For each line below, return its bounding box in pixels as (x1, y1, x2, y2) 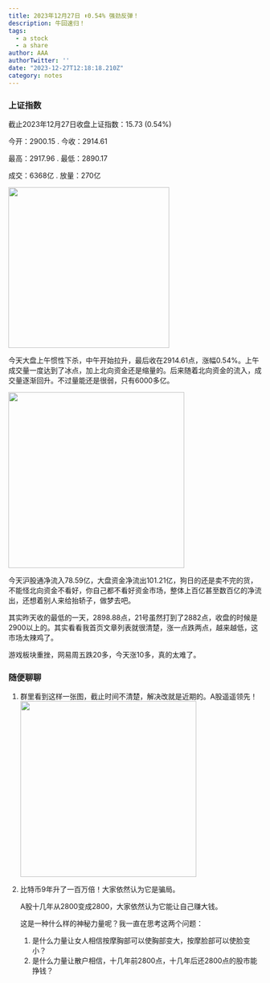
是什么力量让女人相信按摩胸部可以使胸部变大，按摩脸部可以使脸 (31, 936, 243, 945)
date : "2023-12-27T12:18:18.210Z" (8, 64, 125, 72)
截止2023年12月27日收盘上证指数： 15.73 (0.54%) (8, 119, 172, 129)
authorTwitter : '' (8, 57, 70, 65)
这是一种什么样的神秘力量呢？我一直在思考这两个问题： (19, 919, 203, 928)
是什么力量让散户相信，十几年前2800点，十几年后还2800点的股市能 (31, 956, 258, 965)
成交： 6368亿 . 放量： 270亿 (8, 170, 101, 180)
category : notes (8, 72, 63, 80)
